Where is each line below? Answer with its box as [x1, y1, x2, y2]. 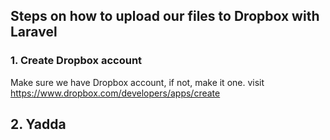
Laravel [10, 24, 58, 41]
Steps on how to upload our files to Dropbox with [10, 8, 320, 25]
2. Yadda [10, 116, 67, 133]
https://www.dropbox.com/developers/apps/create [10, 87, 221, 99]
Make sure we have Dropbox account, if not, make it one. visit [10, 76, 265, 88]
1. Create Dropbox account [10, 54, 143, 68]
